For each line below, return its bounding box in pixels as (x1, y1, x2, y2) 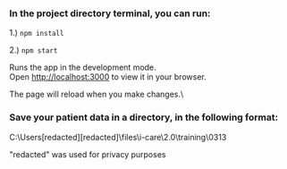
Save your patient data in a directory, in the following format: (9, 111, 279, 123)
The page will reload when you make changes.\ (9, 89, 184, 100)
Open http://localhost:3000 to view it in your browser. (9, 72, 207, 82)
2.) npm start (9, 45, 58, 55)
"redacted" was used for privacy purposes (9, 148, 166, 159)
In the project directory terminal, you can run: (9, 7, 211, 20)
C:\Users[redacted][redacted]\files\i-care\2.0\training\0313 (9, 131, 227, 142)
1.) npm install (9, 28, 64, 38)
